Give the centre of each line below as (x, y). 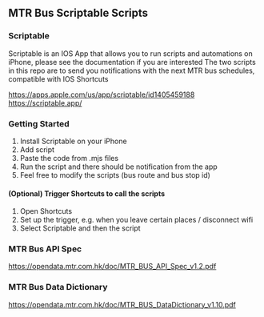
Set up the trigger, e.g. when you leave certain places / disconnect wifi (136, 220)
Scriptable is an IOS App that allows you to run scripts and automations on (131, 53)
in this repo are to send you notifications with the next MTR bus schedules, (132, 70)
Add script (37, 149)
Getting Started (39, 123)
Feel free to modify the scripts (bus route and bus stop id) (115, 175)
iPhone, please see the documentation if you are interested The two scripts (132, 62)
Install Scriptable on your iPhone (73, 141)
